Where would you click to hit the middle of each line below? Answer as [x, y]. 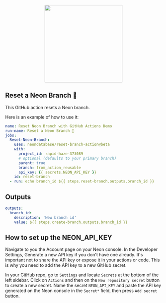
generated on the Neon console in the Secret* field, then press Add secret [81, 291]
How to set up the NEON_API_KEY [59, 237]
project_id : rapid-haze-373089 [51, 154]
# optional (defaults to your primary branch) [67, 158]
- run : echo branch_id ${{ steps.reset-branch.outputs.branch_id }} [82, 182]
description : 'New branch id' [45, 217]
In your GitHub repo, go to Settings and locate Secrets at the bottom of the [82, 275]
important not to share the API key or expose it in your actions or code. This [83, 260]
